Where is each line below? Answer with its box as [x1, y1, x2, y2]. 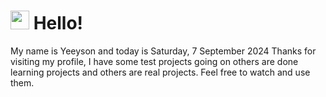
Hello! [33, 12, 84, 35]
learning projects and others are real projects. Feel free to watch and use [10, 66, 311, 78]
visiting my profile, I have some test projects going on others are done [10, 55, 299, 67]
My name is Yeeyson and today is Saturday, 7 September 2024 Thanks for [10, 45, 317, 57]
